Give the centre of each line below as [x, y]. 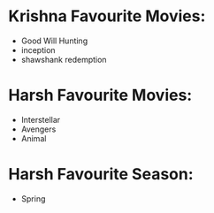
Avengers [38, 129]
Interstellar [41, 119]
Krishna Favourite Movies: [107, 16]
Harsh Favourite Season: [101, 175]
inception [38, 49]
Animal [34, 138]
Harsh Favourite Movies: [100, 95]
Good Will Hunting [54, 41]
